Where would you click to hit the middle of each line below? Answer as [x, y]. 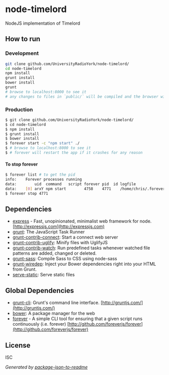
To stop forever [22, 164]
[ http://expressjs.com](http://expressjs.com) [58, 227]
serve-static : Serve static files [44, 275]
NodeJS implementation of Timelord [43, 23]
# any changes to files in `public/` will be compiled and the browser [82, 97]
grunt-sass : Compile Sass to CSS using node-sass [65, 259]
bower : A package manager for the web [54, 314]
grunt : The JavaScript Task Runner [49, 232]
